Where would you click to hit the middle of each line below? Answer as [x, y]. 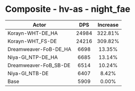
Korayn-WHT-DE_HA [33, 33]
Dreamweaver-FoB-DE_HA [39, 49]
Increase [108, 25]
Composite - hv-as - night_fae [68, 9]
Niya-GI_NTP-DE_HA [33, 57]
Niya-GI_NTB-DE [28, 73]
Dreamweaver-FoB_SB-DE [39, 65]
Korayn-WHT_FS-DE [32, 41]
